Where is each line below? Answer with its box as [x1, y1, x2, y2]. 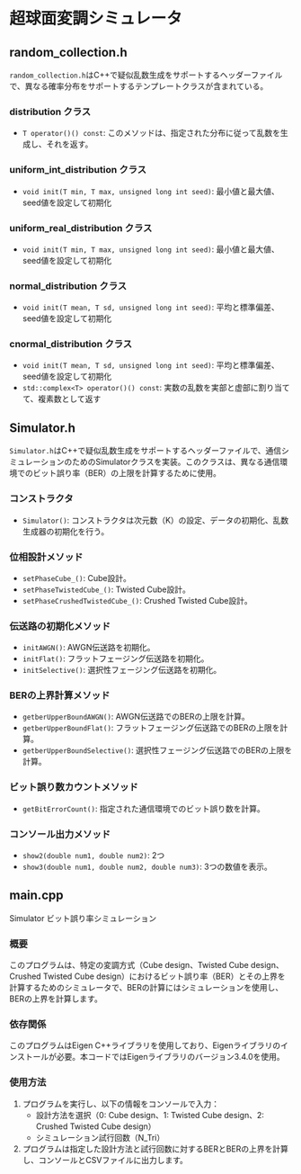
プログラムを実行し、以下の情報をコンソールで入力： [22, 1098, 220, 1109]
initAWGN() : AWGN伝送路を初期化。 [22, 642, 155, 653]
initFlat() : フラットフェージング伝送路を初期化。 [22, 653, 209, 664]
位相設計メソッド [9, 551, 84, 563]
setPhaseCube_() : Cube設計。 [22, 572, 132, 583]
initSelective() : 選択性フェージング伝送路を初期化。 [22, 665, 222, 676]
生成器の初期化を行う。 [22, 525, 110, 536]
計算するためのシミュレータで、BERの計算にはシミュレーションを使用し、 [9, 982, 284, 993]
